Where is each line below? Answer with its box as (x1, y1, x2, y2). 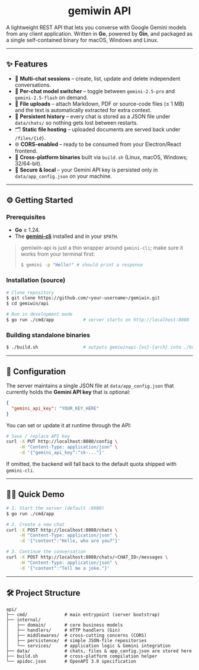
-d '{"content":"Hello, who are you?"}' (19, 538, 120, 544)
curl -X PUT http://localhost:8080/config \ (6, 439, 118, 444)
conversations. (14, 81, 52, 88)
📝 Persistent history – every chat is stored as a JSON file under (14, 113, 171, 120)
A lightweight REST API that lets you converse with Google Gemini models (6, 24, 187, 31)
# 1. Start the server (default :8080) (6, 505, 105, 511)
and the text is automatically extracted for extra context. (14, 106, 152, 113)
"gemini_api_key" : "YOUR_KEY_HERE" (11, 405, 99, 411)
